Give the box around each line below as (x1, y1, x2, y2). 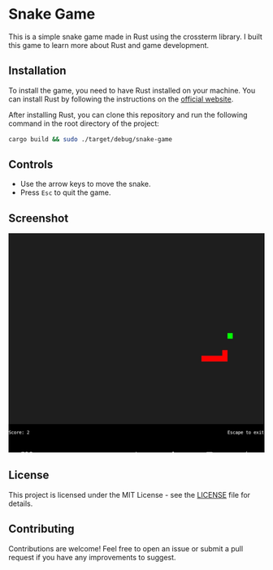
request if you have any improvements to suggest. (8, 552, 176, 562)
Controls (8, 158, 54, 171)
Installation (8, 64, 67, 78)
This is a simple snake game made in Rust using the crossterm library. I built (8, 32, 262, 41)
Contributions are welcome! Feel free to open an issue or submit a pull (8, 543, 244, 553)
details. (8, 499, 33, 508)
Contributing (8, 522, 75, 536)
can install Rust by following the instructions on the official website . (8, 94, 234, 104)
